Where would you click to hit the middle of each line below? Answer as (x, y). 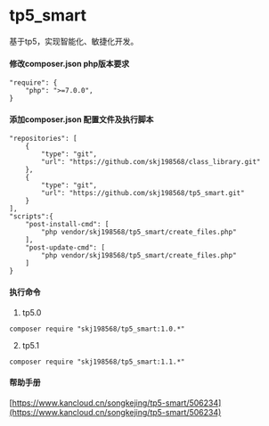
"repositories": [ (43, 139)
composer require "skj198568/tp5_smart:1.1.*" (97, 362)
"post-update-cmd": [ (65, 248)
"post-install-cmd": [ (67, 225)
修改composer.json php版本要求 (69, 63)
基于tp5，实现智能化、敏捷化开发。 (74, 41)
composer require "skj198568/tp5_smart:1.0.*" (97, 329)
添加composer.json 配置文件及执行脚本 (82, 119)
